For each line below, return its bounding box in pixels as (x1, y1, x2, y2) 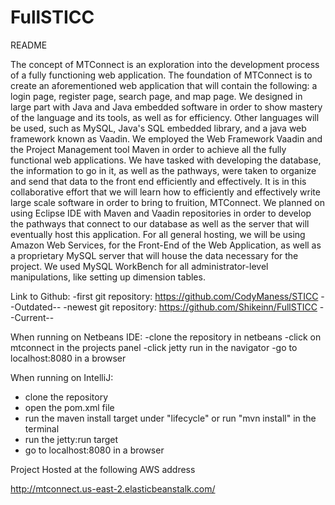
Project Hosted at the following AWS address (10, 463, 196, 475)
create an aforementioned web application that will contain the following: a (10, 79, 318, 91)
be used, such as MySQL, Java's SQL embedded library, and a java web (10, 122, 307, 134)
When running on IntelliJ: (10, 371, 114, 383)
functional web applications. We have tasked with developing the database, (10, 154, 322, 166)
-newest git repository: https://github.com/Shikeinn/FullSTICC (63, 301, 318, 313)
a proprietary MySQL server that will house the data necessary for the (10, 249, 299, 261)
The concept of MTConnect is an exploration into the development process (10, 58, 320, 70)
